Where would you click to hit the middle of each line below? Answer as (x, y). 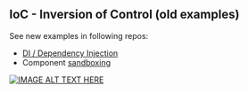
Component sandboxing (66, 62)
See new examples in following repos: (79, 35)
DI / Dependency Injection (70, 53)
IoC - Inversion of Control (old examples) (124, 15)
